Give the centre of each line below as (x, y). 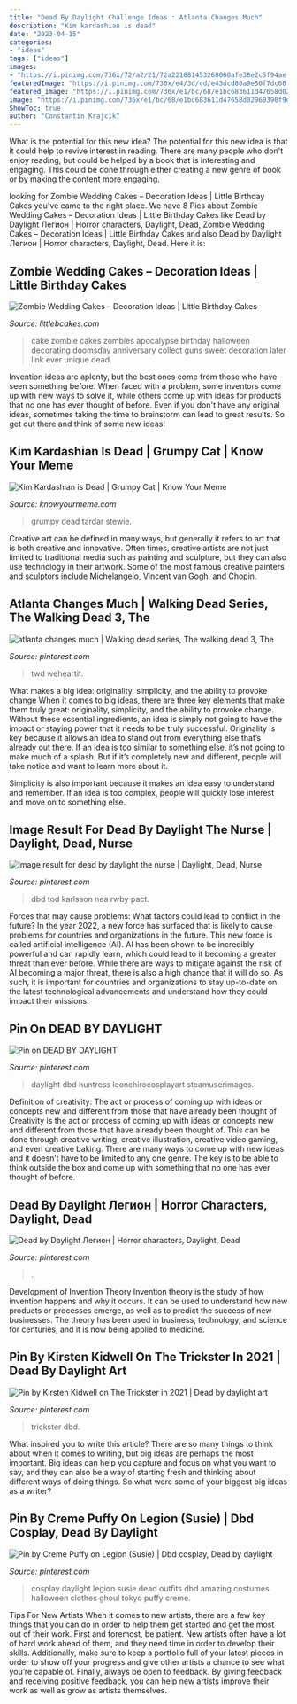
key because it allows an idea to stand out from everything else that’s (135, 737)
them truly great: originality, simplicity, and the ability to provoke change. (141, 709)
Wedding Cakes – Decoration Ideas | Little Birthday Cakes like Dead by (138, 215)
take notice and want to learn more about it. (88, 766)
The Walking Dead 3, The (80, 618)
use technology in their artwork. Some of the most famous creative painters (147, 566)
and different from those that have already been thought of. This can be (140, 1130)
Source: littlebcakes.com (54, 323)
